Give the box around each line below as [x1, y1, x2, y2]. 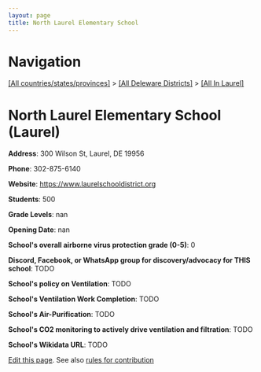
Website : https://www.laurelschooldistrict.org [8, 179, 156, 189]
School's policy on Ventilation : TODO [8, 279, 132, 289]
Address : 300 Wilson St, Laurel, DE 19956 [8, 149, 145, 158]
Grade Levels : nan [8, 210, 68, 219]
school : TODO [8, 264, 55, 274]
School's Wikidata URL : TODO [8, 340, 108, 350]
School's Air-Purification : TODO [8, 310, 116, 319]
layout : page [8, 11, 51, 20]
